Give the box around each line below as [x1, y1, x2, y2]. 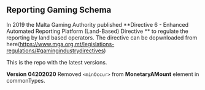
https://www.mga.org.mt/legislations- [19, 40, 115, 47]
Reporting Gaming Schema [6, 5, 112, 15]
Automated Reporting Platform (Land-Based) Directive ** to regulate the [6, 27, 188, 35]
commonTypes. [6, 77, 45, 84]
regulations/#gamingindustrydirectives [6, 47, 104, 54]
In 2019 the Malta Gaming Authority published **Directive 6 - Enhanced [6, 21, 189, 28]
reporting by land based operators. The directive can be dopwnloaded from [6, 33, 198, 41]
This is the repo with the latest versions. [6, 58, 107, 66]
